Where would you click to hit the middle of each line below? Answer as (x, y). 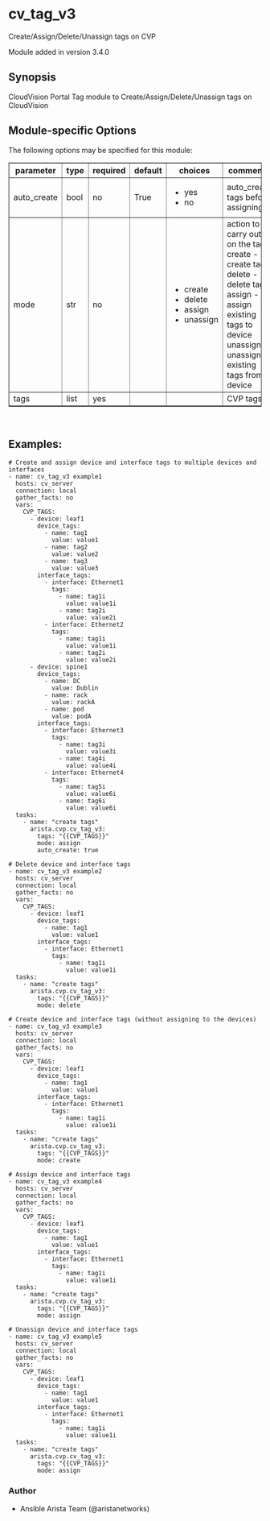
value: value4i (91, 766)
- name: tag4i (82, 759)
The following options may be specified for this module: (100, 150)
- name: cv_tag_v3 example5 (55, 1337)
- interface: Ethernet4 (84, 773)
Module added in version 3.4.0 (59, 52)
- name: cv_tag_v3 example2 (55, 872)
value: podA (71, 717)
